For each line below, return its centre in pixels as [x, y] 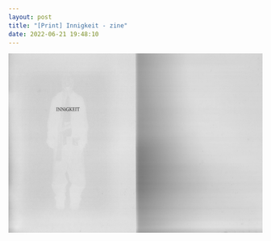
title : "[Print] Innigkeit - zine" [68, 25]
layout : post [30, 17]
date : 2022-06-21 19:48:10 [54, 34]
